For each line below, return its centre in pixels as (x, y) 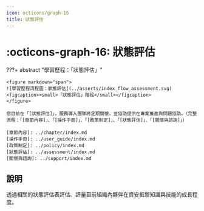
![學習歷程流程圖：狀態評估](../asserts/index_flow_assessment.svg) (89, 89)
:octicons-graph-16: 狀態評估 (81, 52)
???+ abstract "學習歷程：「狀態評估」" (54, 70)
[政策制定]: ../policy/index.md (46, 146)
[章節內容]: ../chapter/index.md (47, 133)
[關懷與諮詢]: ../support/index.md (49, 159)
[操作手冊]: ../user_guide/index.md (51, 139)
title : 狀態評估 (25, 19)
